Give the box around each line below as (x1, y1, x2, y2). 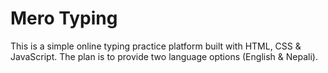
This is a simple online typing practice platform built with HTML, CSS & (10, 40, 302, 52)
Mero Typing (10, 7, 118, 30)
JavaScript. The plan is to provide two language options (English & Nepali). (10, 50, 318, 62)
